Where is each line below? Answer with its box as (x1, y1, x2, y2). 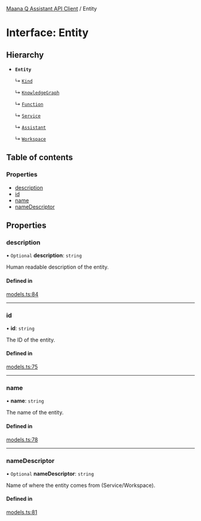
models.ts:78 (6, 436, 38, 443)
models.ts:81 (6, 508, 38, 516)
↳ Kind (14, 77, 33, 84)
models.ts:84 (6, 290, 39, 298)
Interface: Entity (6, 26, 89, 39)
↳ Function (14, 100, 44, 107)
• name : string (6, 397, 44, 404)
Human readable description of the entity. (6, 263, 109, 271)
